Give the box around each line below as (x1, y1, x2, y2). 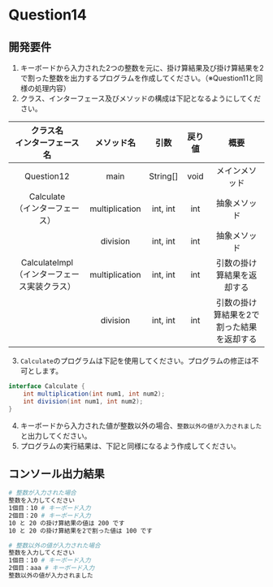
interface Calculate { (8, 382, 85, 391)
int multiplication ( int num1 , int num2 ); (23, 390, 165, 398)
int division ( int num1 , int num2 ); (23, 397, 144, 405)
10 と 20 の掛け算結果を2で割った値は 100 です (8, 526, 153, 535)
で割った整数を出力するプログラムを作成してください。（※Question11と (19, 73, 256, 83)
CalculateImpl (20, 257, 74, 268)
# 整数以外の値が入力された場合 (8, 542, 101, 550)
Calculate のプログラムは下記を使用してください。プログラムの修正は (19, 356, 252, 365)
